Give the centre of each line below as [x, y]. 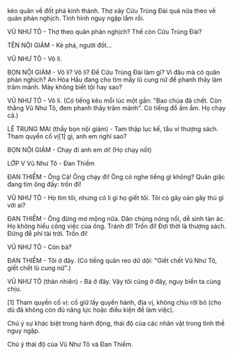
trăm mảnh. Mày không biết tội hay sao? [65, 87]
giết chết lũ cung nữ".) [39, 268]
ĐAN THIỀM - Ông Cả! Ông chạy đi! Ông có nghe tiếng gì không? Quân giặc [116, 177]
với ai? [16, 205]
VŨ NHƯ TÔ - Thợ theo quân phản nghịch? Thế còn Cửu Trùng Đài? [105, 32]
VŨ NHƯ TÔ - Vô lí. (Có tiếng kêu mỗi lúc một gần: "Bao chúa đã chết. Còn [114, 100]
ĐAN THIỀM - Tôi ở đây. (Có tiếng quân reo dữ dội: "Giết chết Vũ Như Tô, [112, 260]
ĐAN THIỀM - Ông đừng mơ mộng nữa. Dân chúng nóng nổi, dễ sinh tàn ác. [116, 219]
